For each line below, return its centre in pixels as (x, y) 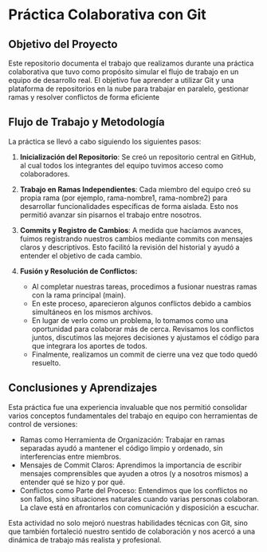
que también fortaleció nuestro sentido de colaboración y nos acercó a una (132, 531)
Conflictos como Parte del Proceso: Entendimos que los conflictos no (134, 490)
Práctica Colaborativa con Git (108, 15)
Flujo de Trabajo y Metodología (86, 122)
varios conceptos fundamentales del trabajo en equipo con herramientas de (133, 416)
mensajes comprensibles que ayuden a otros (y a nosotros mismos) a (134, 473)
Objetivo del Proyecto (63, 44)
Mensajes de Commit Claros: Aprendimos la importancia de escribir (131, 465)
